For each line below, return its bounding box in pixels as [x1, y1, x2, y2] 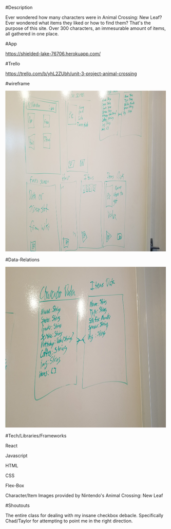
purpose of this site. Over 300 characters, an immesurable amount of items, [5, 25, 166, 31]
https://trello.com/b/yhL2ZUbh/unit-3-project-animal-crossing [5, 70, 137, 77]
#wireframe [5, 81, 30, 86]
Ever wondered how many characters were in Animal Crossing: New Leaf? [5, 14, 162, 20]
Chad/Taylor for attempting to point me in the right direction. [5, 518, 133, 524]
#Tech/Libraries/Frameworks [5, 433, 67, 439]
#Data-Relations [5, 257, 40, 263]
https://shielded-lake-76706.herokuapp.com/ [5, 51, 101, 57]
